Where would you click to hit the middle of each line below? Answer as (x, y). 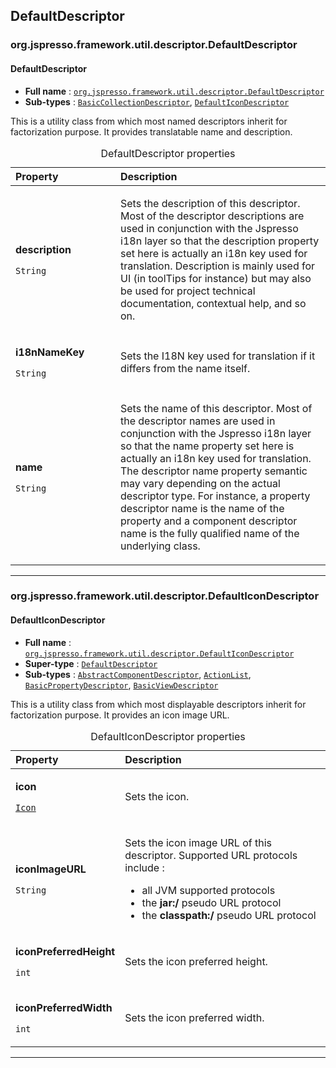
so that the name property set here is (207, 446)
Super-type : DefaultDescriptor (91, 663)
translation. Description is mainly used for (218, 266)
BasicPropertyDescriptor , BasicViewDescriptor (121, 685)
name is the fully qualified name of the (210, 533)
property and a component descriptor (209, 521)
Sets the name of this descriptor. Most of (216, 408)
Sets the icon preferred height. (196, 961)
